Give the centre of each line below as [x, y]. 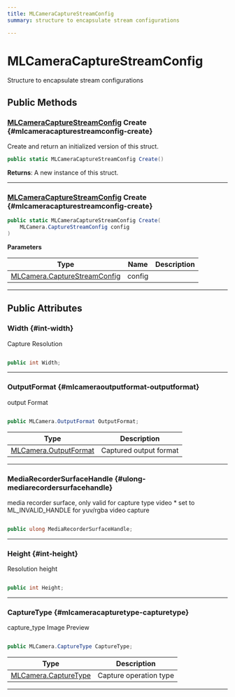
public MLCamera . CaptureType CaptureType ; [70, 647]
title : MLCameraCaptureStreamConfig [60, 14]
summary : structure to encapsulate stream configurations [93, 20]
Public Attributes [45, 309]
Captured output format [140, 450]
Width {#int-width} [41, 329]
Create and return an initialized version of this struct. [83, 146]
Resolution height [33, 569]
